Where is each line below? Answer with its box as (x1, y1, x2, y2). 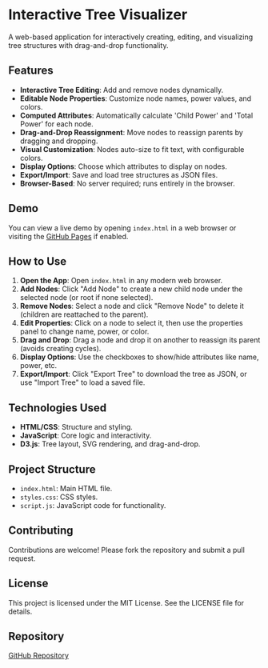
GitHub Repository (8, 650, 70, 661)
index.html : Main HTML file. (19, 484, 113, 493)
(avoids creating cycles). (19, 344, 102, 354)
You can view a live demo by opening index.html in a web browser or (8, 222, 237, 233)
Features (8, 64, 54, 78)
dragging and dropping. (19, 136, 98, 146)
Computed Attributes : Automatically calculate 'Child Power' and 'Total (19, 110, 254, 120)
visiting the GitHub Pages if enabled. (8, 231, 129, 241)
